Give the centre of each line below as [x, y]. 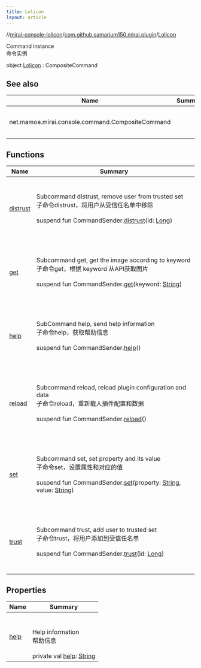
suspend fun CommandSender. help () [89, 348]
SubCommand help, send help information [95, 324]
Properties [26, 590]
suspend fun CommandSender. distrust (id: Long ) [104, 220]
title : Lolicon [25, 12]
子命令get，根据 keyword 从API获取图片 [92, 269]
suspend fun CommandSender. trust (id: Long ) [100, 554]
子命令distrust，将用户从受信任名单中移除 [95, 205]
